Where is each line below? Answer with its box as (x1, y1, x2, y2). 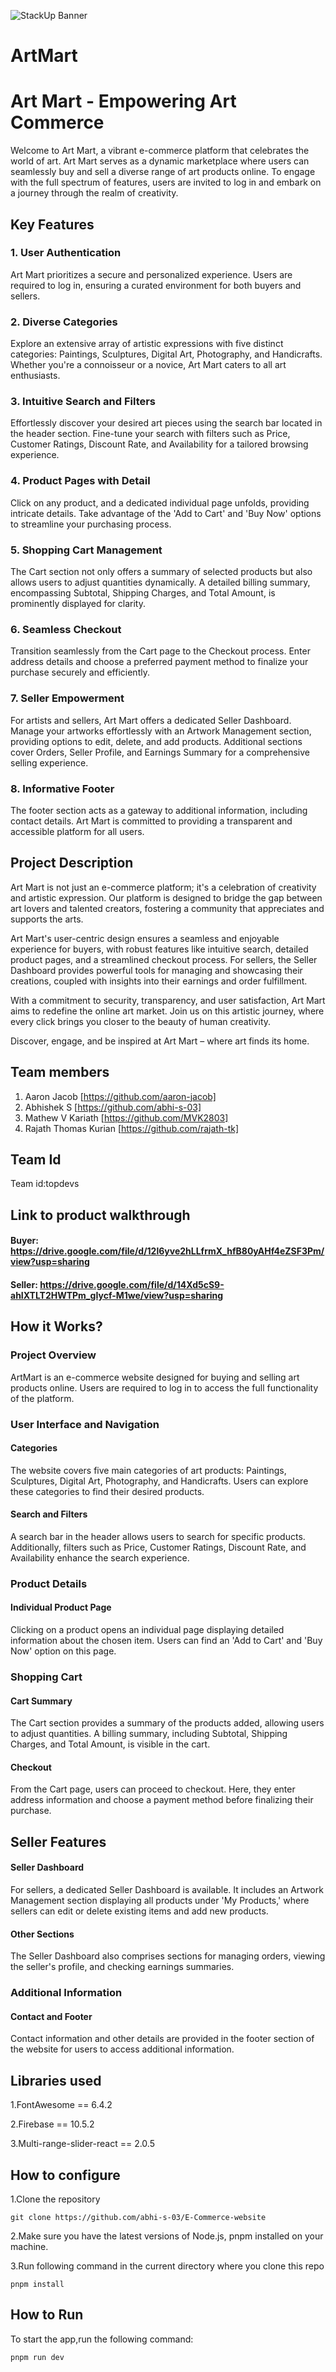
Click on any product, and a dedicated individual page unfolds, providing (10, 496, 310, 509)
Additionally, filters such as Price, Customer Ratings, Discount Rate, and (10, 1541, 307, 1553)
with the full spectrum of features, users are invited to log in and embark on (10, 176, 322, 189)
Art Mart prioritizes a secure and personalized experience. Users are (10, 268, 293, 280)
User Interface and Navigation (10, 1417, 160, 1431)
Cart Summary (10, 1695, 73, 1707)
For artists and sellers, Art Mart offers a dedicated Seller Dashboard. (10, 714, 292, 726)
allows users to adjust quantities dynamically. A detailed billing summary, (10, 576, 311, 588)
